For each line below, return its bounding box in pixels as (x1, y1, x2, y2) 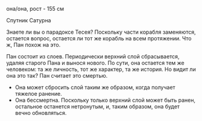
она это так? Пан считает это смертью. (6, 72, 108, 79)
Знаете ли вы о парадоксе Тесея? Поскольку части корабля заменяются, (6, 28, 196, 36)
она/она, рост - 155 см (6, 5, 65, 12)
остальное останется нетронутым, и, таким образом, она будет (14, 103, 180, 110)
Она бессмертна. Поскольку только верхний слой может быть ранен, (14, 96, 196, 104)
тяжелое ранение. (14, 90, 62, 97)
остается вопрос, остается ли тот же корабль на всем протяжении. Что (6, 35, 192, 42)
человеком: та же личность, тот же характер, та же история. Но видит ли (6, 66, 196, 73)
